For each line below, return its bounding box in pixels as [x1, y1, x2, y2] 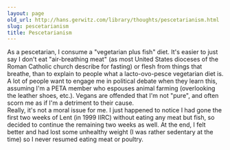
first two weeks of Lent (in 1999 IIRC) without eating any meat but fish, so [7, 114, 215, 122]
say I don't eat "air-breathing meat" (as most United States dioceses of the [7, 55, 218, 64]
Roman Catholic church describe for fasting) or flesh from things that [7, 62, 203, 71]
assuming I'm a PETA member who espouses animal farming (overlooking [7, 84, 216, 92]
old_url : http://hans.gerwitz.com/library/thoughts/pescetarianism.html [7, 16, 220, 23]
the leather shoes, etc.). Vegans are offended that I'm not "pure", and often [7, 92, 219, 100]
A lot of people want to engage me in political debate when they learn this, [7, 77, 218, 86]
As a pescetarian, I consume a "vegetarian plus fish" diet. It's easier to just [7, 48, 218, 56]
